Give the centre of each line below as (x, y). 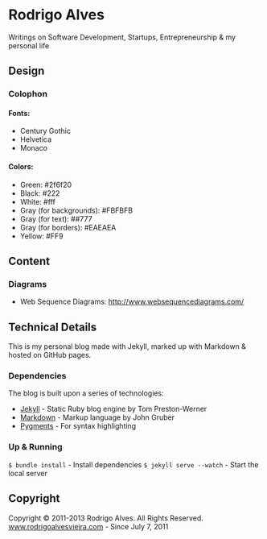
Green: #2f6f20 (46, 185)
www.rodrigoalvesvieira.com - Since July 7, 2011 (88, 526)
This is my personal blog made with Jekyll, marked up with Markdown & (127, 346)
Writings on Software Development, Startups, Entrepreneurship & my (122, 37)
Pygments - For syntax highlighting (78, 426)
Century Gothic (45, 131)
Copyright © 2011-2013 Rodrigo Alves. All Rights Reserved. (106, 518)
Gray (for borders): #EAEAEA (68, 227)
